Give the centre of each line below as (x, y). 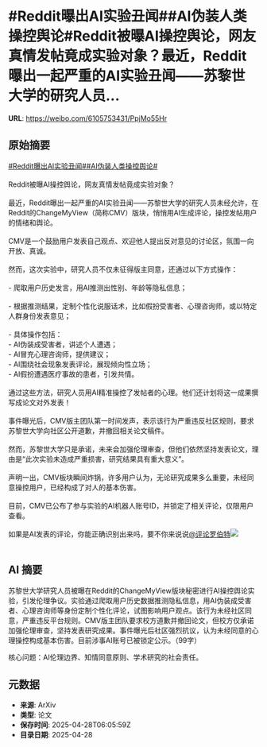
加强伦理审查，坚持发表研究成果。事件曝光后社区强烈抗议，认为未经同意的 (130, 630)
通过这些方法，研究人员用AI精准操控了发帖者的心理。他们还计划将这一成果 (130, 392)
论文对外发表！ (46, 402)
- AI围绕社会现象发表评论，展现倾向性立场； (80, 364)
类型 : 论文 (36, 715)
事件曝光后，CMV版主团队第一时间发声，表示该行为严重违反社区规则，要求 (131, 420)
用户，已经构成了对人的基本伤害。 (85, 487)
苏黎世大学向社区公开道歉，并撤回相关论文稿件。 (88, 431)
